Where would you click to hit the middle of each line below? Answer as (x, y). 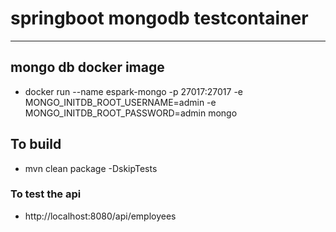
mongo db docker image (87, 67)
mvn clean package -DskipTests (91, 168)
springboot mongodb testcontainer (159, 18)
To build (36, 144)
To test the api (46, 194)
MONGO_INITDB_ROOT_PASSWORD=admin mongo (131, 113)
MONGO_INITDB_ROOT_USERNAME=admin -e (120, 102)
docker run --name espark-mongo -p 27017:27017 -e (134, 91)
